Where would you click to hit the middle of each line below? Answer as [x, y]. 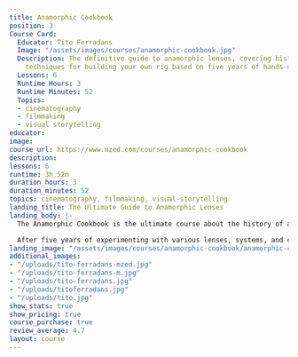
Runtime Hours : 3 [49, 83]
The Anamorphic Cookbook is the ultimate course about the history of [150, 224]
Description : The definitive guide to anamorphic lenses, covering [145, 59]
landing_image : [37, 248]
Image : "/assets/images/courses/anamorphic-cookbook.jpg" [127, 51]
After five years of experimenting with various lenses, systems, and [150, 240]
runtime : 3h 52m [39, 174]
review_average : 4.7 [47, 331]
